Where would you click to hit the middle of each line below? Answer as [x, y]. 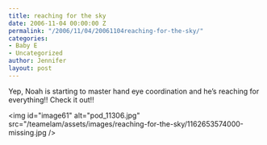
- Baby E [23, 46]
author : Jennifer [38, 61]
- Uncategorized [35, 53]
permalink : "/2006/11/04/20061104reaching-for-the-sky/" [106, 31]
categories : [28, 38]
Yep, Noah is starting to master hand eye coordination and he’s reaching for [134, 91]
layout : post [30, 68]
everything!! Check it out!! [51, 99]
